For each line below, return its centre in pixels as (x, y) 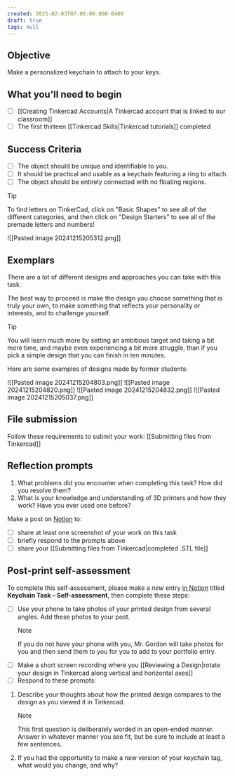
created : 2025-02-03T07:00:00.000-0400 (66, 14)
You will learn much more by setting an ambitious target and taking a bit (111, 340)
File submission (42, 420)
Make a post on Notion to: (45, 519)
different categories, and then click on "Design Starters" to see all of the (112, 217)
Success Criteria (45, 149)
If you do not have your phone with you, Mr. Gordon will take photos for (121, 644)
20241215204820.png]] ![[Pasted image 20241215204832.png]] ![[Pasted (114, 390)
